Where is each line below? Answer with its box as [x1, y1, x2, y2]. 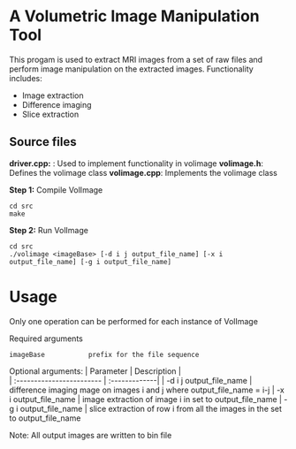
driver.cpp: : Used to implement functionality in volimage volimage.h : [9, 157, 263, 169]
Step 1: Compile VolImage [9, 184, 103, 195]
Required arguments [9, 333, 84, 344]
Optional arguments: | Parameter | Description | [9, 365, 181, 377]
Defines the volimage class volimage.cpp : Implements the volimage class [9, 167, 278, 178]
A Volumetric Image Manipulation [9, 6, 261, 27]
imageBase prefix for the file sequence [9, 350, 200, 359]
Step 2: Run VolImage [9, 224, 88, 235]
